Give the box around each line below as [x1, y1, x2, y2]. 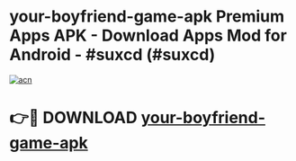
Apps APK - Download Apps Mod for [9, 25, 288, 46]
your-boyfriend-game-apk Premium [9, 6, 285, 27]
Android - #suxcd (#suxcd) [9, 45, 216, 65]
